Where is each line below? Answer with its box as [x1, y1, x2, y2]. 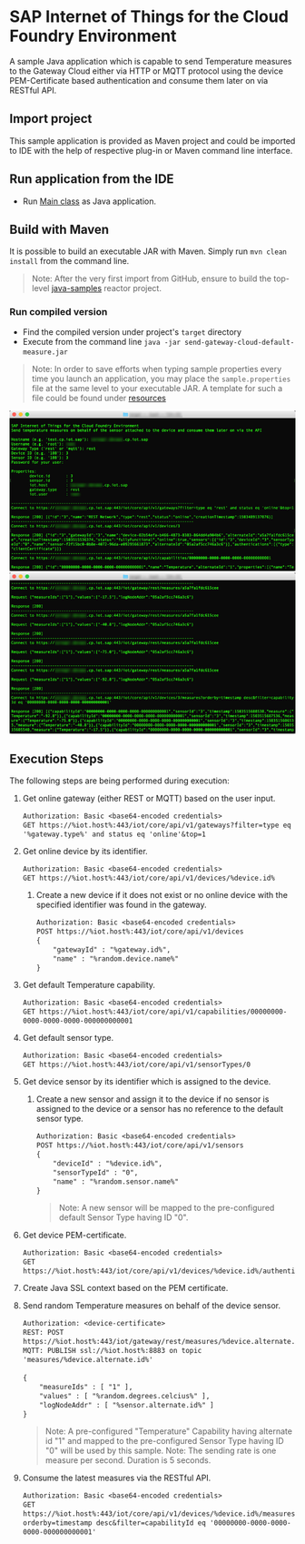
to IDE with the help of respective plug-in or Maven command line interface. [9, 145, 293, 156]
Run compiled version [9, 306, 108, 318]
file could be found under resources [31, 392, 166, 403]
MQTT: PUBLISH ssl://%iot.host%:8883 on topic [22, 1347, 202, 1356]
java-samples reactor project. [51, 283, 162, 294]
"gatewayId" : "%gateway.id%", [53, 945, 171, 954]
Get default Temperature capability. [22, 980, 156, 991]
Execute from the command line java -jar [22, 336, 182, 347]
